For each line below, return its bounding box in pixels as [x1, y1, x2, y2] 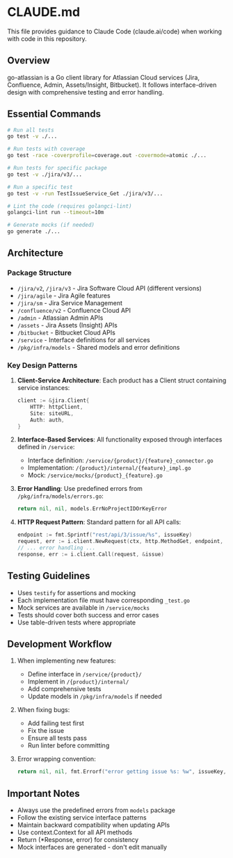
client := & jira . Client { [17, 397, 90, 404]
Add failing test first [27, 719, 85, 727]
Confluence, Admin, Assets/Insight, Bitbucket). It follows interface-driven [7, 81, 217, 89]
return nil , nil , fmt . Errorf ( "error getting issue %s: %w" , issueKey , [17, 768, 227, 775]
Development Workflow [7, 638, 113, 650]
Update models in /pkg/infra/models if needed [27, 693, 162, 701]
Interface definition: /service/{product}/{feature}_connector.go [27, 456, 214, 464]
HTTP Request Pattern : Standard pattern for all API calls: [17, 518, 182, 526]
